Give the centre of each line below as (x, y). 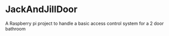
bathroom (16, 28)
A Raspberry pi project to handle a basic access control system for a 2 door (84, 23)
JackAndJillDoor (41, 9)
